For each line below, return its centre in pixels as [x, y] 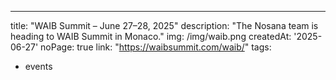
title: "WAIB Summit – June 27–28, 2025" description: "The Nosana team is [164, 25]
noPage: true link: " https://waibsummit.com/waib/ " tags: [156, 47]
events [38, 66]
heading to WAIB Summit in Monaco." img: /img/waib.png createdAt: [151, 36]
